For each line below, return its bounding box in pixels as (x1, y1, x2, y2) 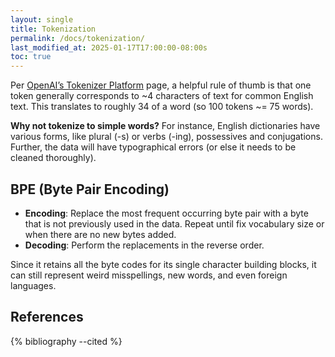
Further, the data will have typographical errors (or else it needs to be (10, 141, 297, 153)
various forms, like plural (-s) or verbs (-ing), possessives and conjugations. (10, 131, 323, 143)
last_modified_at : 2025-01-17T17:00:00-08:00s (10, 42, 208, 53)
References (10, 309, 84, 326)
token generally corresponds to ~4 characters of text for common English (10, 90, 314, 102)
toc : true (10, 52, 52, 62)
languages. (10, 279, 57, 291)
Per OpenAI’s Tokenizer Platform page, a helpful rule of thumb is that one (10, 79, 312, 91)
